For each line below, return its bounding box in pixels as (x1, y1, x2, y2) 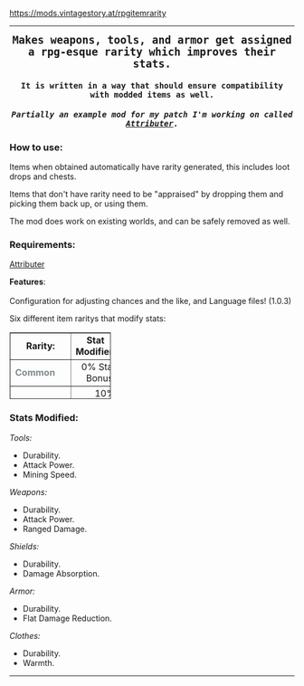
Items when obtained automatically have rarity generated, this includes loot (9, 161, 290, 172)
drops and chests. (9, 171, 77, 182)
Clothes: (9, 630, 41, 641)
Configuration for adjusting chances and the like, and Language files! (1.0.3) (9, 296, 292, 307)
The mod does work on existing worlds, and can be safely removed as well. (9, 215, 290, 226)
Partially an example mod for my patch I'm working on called (11, 110, 293, 120)
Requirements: (9, 238, 76, 251)
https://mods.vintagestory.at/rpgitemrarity (9, 8, 167, 18)
